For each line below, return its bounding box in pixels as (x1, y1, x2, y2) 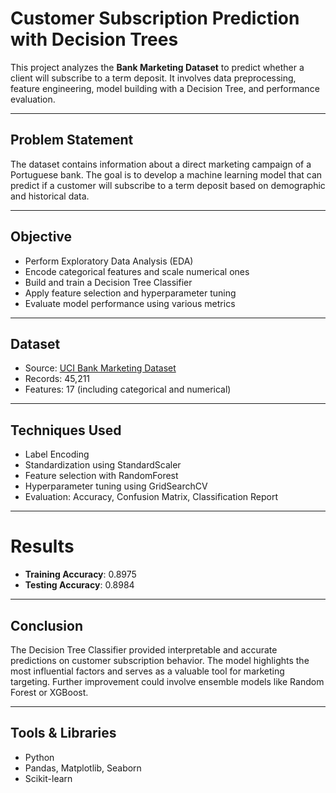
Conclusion (10, 617, 84, 634)
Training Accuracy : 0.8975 (24, 568, 137, 581)
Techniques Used (10, 422, 122, 439)
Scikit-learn (24, 772, 73, 784)
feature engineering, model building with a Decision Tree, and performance (10, 82, 320, 94)
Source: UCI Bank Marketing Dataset (24, 362, 177, 374)
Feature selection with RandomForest (24, 470, 179, 482)
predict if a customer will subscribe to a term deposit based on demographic (10, 179, 326, 191)
